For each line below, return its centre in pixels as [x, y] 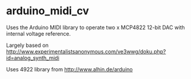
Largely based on [28, 45]
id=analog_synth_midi [33, 58]
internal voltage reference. [39, 33]
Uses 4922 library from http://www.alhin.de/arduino [69, 69]
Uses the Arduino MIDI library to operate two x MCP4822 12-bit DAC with [95, 27]
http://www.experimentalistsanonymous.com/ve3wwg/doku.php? [86, 51]
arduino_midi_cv [47, 11]
